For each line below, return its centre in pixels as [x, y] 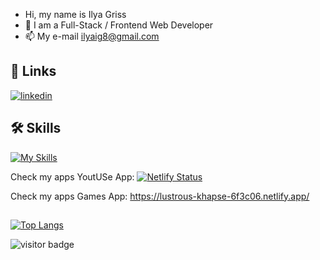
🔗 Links [33, 71]
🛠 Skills [36, 128]
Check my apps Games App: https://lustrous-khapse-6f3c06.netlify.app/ [160, 196]
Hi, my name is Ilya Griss [75, 14]
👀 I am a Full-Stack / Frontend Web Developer [119, 25]
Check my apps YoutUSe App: [72, 176]
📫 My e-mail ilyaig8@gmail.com [92, 36]
